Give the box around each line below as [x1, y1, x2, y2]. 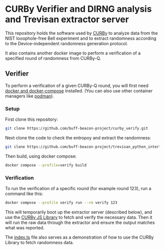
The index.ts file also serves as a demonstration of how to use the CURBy [5, 234, 154, 240]
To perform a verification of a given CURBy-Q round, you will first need [5, 83, 149, 88]
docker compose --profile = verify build [5, 163, 87, 167]
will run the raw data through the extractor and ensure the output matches [5, 220, 155, 225]
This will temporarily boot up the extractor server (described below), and [5, 209, 152, 215]
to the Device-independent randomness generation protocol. [5, 40, 128, 46]
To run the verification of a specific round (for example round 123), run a [5, 185, 151, 191]
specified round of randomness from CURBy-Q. [5, 55, 102, 61]
